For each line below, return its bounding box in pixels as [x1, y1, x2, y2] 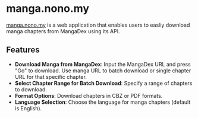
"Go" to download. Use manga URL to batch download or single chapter [14, 67, 191, 74]
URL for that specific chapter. [14, 73, 87, 80]
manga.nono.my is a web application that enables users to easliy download [6, 21, 190, 28]
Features [6, 45, 40, 55]
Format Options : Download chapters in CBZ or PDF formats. [14, 92, 163, 99]
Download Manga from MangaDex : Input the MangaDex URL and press [14, 60, 191, 68]
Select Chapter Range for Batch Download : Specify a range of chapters [14, 79, 193, 87]
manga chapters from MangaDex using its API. [6, 27, 120, 34]
